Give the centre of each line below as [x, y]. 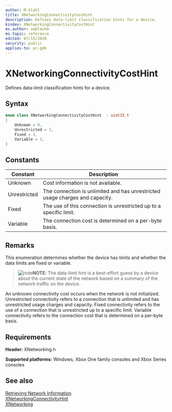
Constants [22, 160]
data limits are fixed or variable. [38, 263]
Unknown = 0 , [28, 125]
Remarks [20, 245]
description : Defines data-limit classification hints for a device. [81, 19]
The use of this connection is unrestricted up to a [102, 206]
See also [19, 381]
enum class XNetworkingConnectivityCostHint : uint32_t [67, 116]
